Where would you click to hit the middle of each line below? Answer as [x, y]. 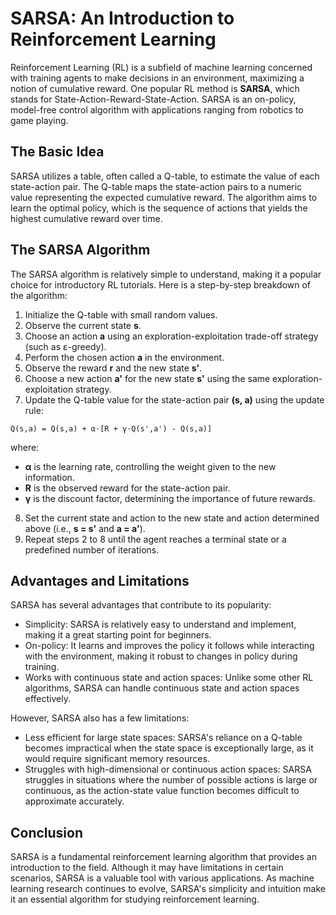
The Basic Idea [57, 152]
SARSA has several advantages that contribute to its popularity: [141, 605]
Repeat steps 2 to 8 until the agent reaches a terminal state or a [155, 539]
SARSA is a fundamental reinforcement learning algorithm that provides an [163, 857]
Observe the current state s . [83, 325]
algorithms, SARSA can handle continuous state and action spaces [162, 688]
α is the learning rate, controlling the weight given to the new [150, 466]
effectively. [47, 699]
